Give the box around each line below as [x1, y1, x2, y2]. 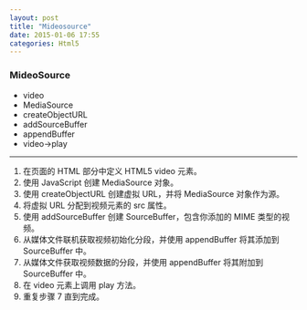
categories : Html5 [9, 38, 79, 48]
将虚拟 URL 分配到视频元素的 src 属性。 [22, 200, 172, 211]
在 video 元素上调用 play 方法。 [22, 279, 142, 290]
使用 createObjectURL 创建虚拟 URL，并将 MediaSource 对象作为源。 [22, 188, 285, 199]
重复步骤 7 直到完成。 [22, 291, 105, 302]
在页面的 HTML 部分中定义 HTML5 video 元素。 [22, 165, 203, 176]
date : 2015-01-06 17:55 [9, 30, 101, 39]
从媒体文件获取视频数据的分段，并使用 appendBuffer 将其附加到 [22, 256, 263, 267]
